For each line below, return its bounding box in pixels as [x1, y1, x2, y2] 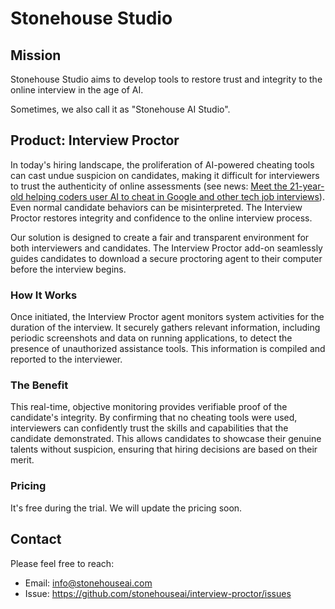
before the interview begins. [10, 263, 127, 275]
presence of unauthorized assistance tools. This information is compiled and [10, 343, 326, 355]
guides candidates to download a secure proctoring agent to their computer [10, 252, 323, 264]
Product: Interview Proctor [10, 132, 180, 149]
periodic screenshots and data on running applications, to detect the [10, 332, 293, 344]
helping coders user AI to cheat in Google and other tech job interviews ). [25, 190, 325, 202]
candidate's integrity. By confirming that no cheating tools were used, [10, 412, 298, 424]
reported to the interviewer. [10, 353, 123, 366]
